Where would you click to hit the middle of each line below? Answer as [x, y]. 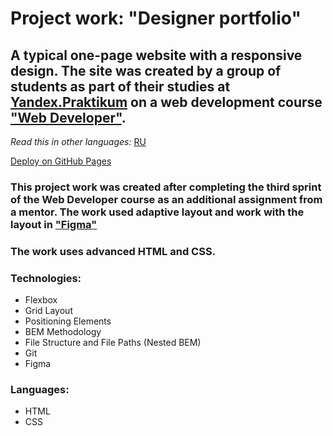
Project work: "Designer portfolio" [156, 18]
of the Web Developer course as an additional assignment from [166, 199]
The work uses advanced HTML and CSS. [113, 251]
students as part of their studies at [120, 86]
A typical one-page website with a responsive [156, 55]
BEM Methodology [63, 332]
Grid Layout [48, 311]
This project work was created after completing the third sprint [166, 187]
